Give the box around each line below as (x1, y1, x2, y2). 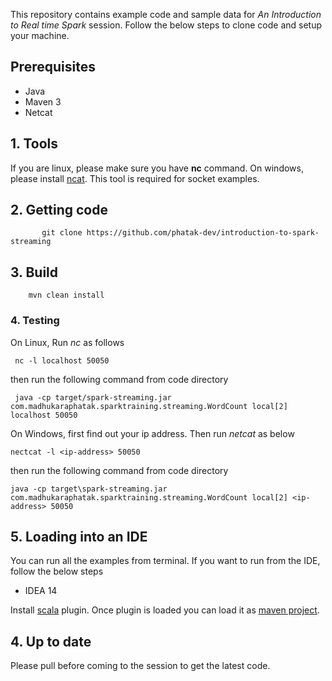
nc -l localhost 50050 (14, 355, 110, 366)
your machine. (10, 30, 70, 41)
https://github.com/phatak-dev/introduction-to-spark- (86, 228, 320, 238)
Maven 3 (24, 95, 62, 108)
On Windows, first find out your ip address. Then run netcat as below (10, 427, 295, 439)
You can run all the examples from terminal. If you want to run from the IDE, (10, 555, 321, 567)
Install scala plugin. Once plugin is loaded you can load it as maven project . (10, 604, 320, 616)
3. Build (10, 264, 59, 281)
